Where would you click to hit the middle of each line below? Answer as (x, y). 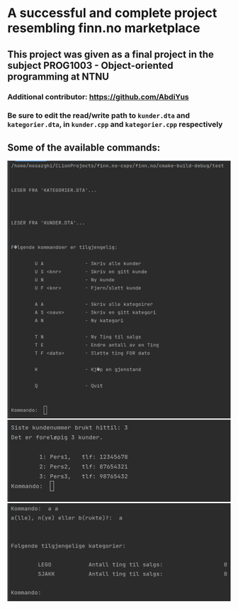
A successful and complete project (112, 13)
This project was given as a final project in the (111, 54)
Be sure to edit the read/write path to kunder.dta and (98, 116)
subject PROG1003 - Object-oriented (90, 65)
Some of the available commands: (84, 147)
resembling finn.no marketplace (104, 28)
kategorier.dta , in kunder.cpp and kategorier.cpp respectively (115, 124)
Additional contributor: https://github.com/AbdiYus (98, 97)
